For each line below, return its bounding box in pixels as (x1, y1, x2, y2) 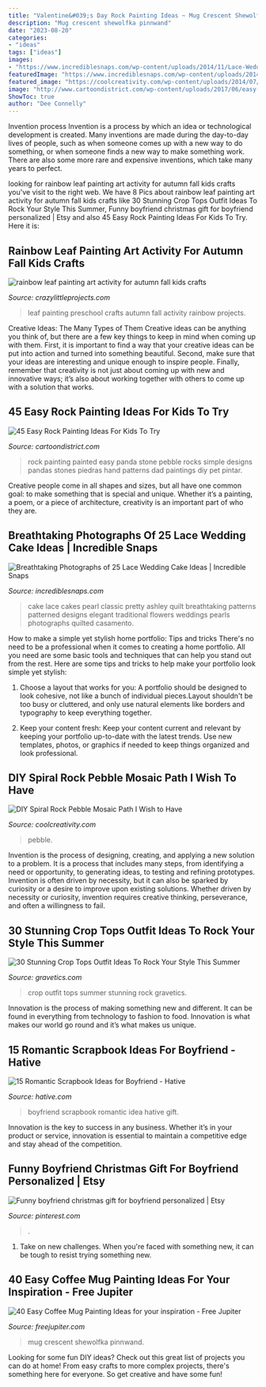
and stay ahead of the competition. (8, 1139, 123, 1149)
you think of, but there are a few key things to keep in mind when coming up (8, 332, 256, 341)
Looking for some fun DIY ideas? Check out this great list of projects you (8, 1352, 245, 1362)
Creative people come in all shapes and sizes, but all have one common (8, 481, 242, 490)
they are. (8, 506, 37, 515)
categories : (8, 33, 47, 42)
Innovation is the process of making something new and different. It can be (8, 1003, 253, 1013)
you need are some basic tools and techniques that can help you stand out (8, 650, 252, 659)
